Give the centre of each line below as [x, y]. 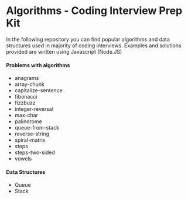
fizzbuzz [25, 103]
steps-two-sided [35, 152]
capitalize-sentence [39, 90]
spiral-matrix [30, 140]
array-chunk [30, 84]
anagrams [27, 78]
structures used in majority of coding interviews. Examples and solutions [94, 46]
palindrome [28, 121]
